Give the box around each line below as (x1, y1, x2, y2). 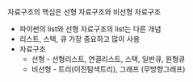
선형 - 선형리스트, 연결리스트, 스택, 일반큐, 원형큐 (31, 55, 186, 64)
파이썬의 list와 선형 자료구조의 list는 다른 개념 (19, 24, 162, 34)
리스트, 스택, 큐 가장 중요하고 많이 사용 (19, 35, 141, 43)
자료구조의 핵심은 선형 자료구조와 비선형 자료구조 (7, 7, 162, 16)
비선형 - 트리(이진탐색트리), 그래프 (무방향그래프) (31, 64, 186, 74)
